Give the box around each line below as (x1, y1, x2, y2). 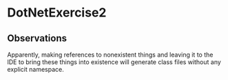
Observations (7, 32, 68, 44)
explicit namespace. (7, 66, 64, 73)
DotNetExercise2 (7, 5, 107, 21)
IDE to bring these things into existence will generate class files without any (7, 58, 222, 66)
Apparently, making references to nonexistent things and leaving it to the (7, 50, 214, 59)
